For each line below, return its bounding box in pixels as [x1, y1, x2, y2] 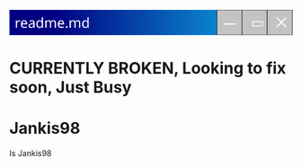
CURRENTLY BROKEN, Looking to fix [9, 57, 287, 78]
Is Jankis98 [9, 147, 52, 158]
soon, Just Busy [9, 77, 132, 97]
